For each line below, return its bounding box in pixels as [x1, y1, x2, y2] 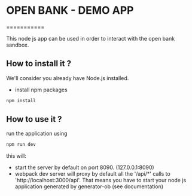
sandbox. [6, 41, 29, 48]
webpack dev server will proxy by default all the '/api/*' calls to [14, 170, 170, 177]
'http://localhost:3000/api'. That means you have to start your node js [14, 177, 187, 184]
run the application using [6, 130, 68, 137]
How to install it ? [6, 59, 72, 69]
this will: [6, 152, 27, 160]
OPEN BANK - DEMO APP [6, 4, 134, 17]
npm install [6, 97, 36, 103]
